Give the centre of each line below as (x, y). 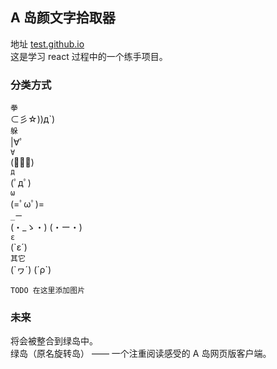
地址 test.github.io (47, 44)
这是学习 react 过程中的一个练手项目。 (89, 56)
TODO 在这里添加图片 (48, 291)
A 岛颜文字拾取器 (63, 18)
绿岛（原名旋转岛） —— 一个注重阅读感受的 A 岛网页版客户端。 (141, 354)
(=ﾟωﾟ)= (27, 204)
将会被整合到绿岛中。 (54, 341)
